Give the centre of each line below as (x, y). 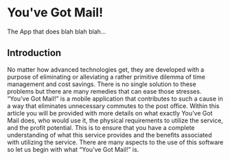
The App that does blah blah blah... (57, 31)
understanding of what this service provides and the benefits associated (110, 135)
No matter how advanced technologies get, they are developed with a (106, 69)
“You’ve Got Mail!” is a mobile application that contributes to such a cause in (115, 98)
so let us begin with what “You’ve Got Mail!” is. (73, 149)
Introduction (34, 53)
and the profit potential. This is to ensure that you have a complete (101, 127)
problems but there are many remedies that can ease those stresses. (104, 91)
